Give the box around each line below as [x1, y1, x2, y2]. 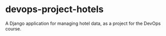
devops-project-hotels [5, 4, 104, 15]
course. [5, 25, 21, 31]
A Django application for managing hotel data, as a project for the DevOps [5, 20, 161, 26]
